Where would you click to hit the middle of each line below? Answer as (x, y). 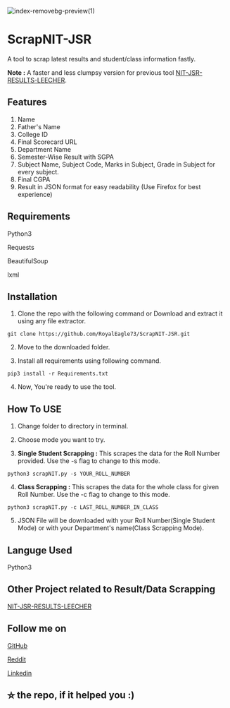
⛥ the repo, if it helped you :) (71, 695)
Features (27, 102)
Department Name (44, 149)
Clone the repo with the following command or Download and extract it (120, 313)
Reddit (17, 659)
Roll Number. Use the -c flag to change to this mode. (94, 495)
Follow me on (37, 629)
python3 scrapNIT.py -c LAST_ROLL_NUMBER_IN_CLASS (83, 508)
